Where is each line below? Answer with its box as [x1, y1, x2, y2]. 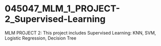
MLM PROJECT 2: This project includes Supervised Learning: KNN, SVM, [5, 30, 156, 36]
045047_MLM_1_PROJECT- [5, 3, 120, 14]
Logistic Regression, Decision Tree [5, 35, 76, 41]
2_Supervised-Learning [5, 13, 106, 25]
